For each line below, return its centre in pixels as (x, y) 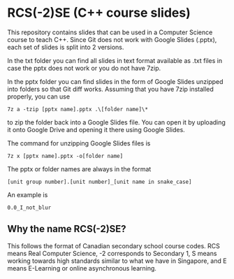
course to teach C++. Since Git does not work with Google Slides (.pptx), (112, 39)
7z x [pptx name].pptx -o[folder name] (65, 156)
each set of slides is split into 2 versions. (66, 47)
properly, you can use (39, 96)
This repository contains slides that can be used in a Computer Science (110, 32)
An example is (28, 194)
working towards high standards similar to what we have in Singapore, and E (117, 261)
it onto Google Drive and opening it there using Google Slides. (96, 129)
